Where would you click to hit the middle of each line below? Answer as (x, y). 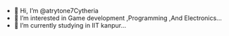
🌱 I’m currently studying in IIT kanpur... (70, 25)
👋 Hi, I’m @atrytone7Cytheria (56, 11)
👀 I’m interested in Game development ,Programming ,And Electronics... (118, 18)
